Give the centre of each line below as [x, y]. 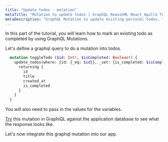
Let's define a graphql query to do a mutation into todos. [63, 49]
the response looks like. [29, 124]
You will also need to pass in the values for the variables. [64, 109]
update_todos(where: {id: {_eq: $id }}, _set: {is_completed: [79, 62]
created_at [34, 81]
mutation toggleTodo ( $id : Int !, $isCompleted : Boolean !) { [73, 58]
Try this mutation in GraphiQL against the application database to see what [82, 119]
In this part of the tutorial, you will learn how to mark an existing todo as [79, 34]
